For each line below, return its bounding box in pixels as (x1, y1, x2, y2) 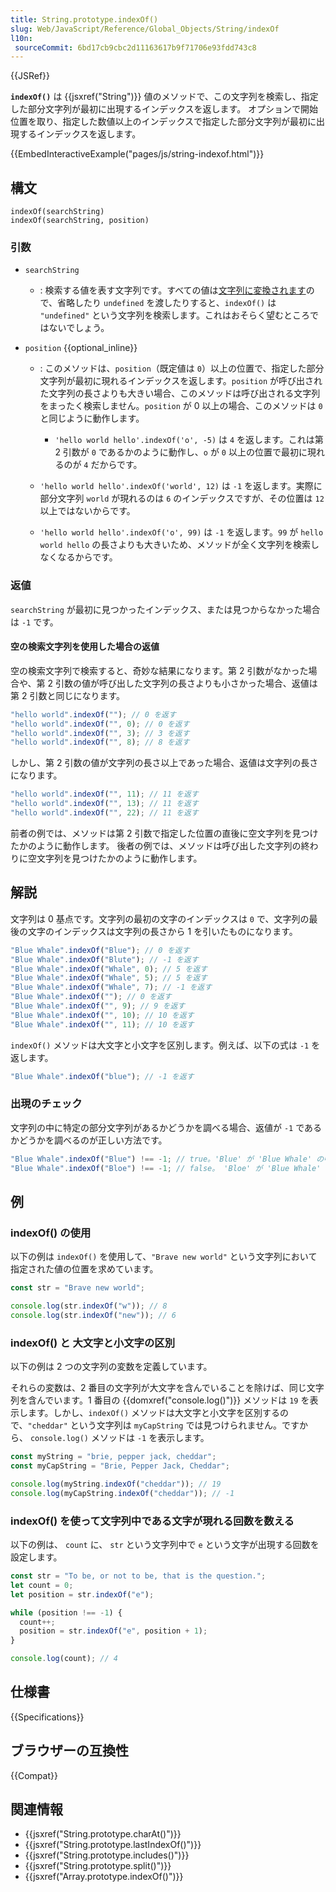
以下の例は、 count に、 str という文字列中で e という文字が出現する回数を (10, 1539, 320, 1550)
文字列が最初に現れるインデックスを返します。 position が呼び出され (39, 375, 323, 387)
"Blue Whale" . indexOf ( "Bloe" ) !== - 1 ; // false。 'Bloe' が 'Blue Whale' (10, 1163, 322, 1173)
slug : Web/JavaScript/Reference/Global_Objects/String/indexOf (10, 24, 280, 34)
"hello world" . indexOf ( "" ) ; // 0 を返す (10, 709, 177, 720)
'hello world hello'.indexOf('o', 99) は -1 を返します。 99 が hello (39, 526, 324, 538)
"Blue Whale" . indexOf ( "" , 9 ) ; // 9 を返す (10, 1001, 186, 1011)
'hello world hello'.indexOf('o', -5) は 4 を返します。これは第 (54, 434, 324, 446)
